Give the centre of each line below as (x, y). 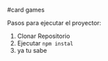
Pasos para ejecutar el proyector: (54, 23)
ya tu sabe (32, 50)
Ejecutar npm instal (45, 43)
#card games (26, 10)
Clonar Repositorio (43, 36)
